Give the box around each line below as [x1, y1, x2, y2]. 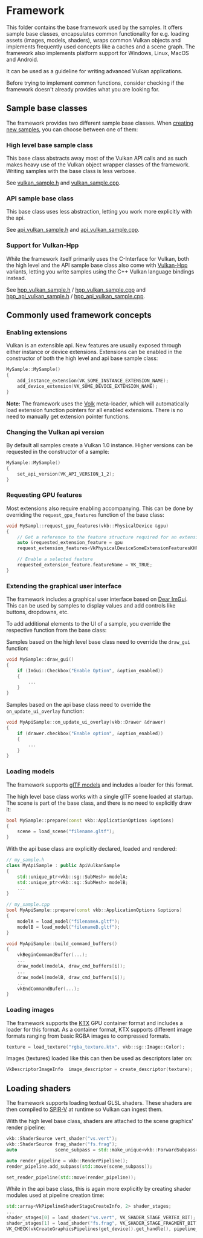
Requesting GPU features [6, 491, 83, 499]
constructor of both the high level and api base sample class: [6, 355, 158, 362]
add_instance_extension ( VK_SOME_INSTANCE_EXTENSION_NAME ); [17, 378, 169, 384]
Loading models [6, 767, 54, 776]
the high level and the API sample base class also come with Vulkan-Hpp [6, 261, 188, 269]
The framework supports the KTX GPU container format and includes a [6, 1019, 183, 1026]
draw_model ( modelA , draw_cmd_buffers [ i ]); [17, 963, 126, 969]
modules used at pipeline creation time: [6, 1191, 105, 1199]
